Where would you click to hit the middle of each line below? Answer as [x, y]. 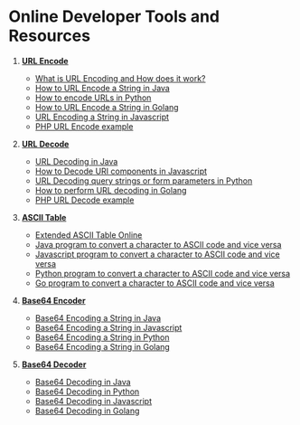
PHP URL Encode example [84, 126]
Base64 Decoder [54, 364]
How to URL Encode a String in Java [103, 88]
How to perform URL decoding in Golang [111, 190]
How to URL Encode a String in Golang [107, 107]
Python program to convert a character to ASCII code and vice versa [163, 273]
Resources [50, 36]
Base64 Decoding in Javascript [94, 401]
